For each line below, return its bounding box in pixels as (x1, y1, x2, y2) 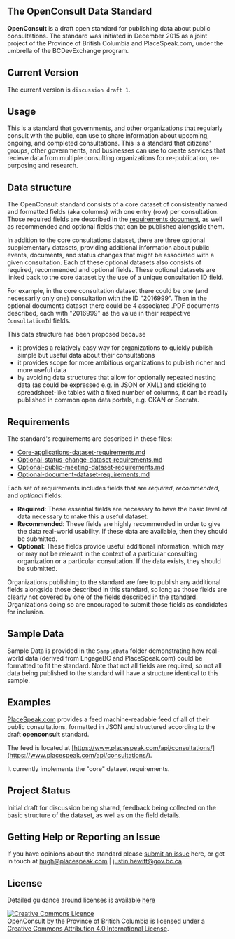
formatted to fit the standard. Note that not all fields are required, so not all (7, 661, 222, 670)
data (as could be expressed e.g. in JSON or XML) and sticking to (17, 381, 206, 389)
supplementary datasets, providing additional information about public (7, 243, 210, 252)
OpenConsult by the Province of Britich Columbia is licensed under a (7, 917, 205, 926)
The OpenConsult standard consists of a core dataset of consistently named (7, 200, 227, 209)
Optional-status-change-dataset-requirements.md (17, 456, 163, 464)
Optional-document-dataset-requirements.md (17, 470, 150, 479)
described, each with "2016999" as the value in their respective (7, 309, 191, 318)
